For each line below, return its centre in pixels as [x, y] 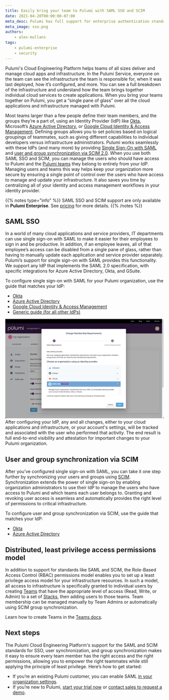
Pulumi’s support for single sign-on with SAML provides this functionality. [81, 260]
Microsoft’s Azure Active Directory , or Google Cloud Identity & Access [77, 126]
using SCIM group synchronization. [42, 607]
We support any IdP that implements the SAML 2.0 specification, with [77, 266]
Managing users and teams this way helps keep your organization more [79, 169]
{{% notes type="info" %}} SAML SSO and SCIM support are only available [83, 200]
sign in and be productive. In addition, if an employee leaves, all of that [78, 244]
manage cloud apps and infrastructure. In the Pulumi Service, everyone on [82, 74]
